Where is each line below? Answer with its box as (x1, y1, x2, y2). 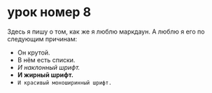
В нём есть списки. (17, 55, 76, 64)
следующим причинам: (7, 34, 78, 43)
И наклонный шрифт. (17, 63, 80, 71)
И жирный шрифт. (17, 71, 73, 79)
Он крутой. (17, 48, 50, 57)
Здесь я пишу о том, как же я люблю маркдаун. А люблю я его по (7, 27, 205, 36)
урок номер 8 (7, 4, 92, 20)
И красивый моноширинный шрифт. (17, 79, 112, 86)
